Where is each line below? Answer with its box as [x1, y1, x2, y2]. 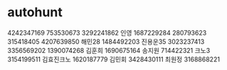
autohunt [7, 4, 63, 21]
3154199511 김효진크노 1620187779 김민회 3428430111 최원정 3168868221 [7, 54, 221, 64]
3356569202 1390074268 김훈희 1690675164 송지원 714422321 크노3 [7, 46, 211, 54]
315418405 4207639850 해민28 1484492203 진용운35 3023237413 [7, 37, 205, 46]
